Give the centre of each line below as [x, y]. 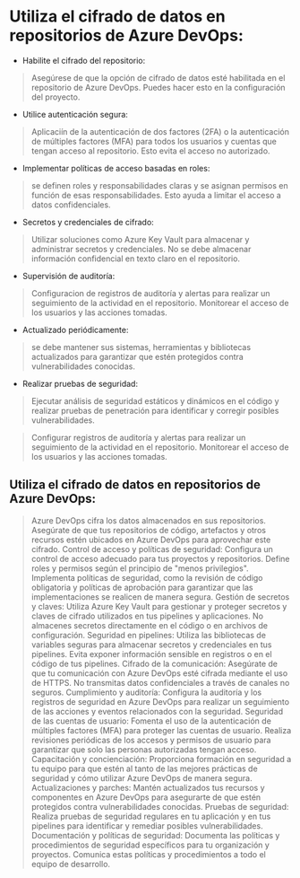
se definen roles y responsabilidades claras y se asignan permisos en [159, 185]
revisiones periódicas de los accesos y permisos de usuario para [151, 740]
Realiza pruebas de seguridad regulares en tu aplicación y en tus [151, 816]
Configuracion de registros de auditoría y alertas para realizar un [150, 293]
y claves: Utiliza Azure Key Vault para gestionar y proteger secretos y [159, 606]
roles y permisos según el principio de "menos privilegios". [140, 568]
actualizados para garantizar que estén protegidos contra [137, 356]
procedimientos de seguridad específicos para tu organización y [150, 845]
